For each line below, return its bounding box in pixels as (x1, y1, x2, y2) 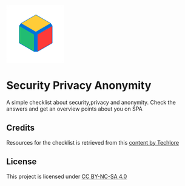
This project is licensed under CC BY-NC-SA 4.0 (6, 173, 127, 180)
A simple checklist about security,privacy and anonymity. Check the (6, 98, 176, 106)
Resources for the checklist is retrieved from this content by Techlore (6, 139, 180, 146)
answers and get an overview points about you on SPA (6, 105, 143, 112)
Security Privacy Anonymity (6, 78, 152, 92)
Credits (6, 123, 35, 133)
